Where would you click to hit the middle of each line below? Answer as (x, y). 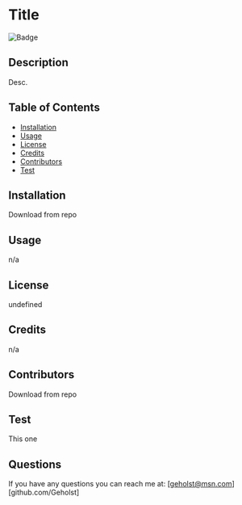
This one (23, 439)
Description (38, 63)
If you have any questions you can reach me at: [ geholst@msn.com (120, 484)
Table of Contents (54, 108)
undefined (25, 304)
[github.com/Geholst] (44, 492)
